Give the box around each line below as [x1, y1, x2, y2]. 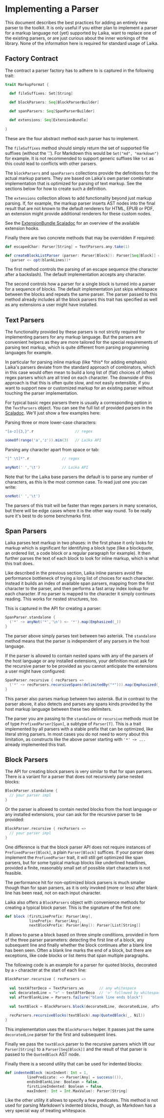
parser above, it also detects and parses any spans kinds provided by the [5, 701, 153, 707]
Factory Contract [5, 55, 59, 63]
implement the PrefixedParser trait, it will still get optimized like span [5, 854, 143, 860]
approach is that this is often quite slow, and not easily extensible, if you [5, 380, 150, 386]
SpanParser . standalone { [5, 615, 56, 620]
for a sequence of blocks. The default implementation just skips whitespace [5, 286, 158, 292]
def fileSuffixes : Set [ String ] [9, 91, 73, 96]
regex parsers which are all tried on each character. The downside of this [5, 375, 152, 380]
